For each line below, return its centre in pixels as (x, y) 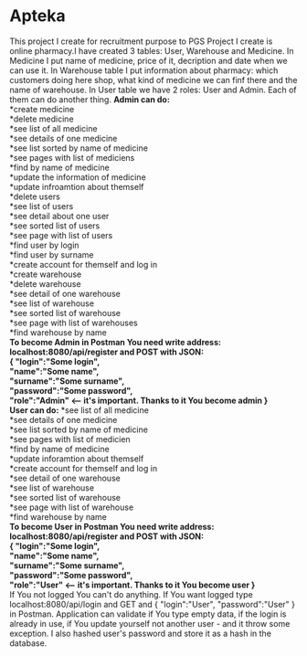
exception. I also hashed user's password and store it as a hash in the (141, 633)
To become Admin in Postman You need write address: (116, 342)
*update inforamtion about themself (77, 459)
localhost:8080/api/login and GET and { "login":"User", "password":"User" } (152, 604)
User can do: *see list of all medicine (79, 410)
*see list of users (42, 206)
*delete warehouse (45, 283)
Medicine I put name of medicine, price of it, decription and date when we (148, 60)
